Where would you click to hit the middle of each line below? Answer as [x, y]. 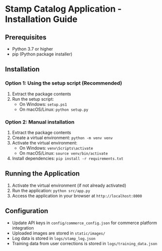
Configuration [27, 211]
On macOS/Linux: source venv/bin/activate [64, 153]
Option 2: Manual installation [40, 122]
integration [23, 228]
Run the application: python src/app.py [51, 190]
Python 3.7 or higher [32, 49]
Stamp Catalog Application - [64, 9]
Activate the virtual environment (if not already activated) [69, 185]
